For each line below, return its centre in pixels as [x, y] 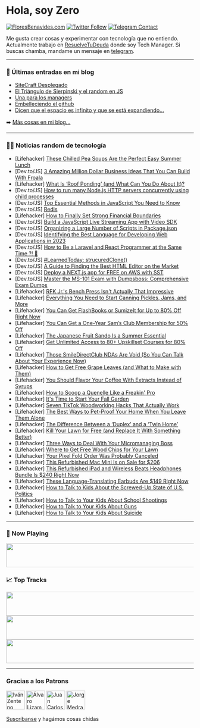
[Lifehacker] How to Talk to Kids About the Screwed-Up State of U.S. [99, 487]
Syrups [24, 386]
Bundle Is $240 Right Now [47, 474]
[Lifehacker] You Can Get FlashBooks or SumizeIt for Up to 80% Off [98, 310]
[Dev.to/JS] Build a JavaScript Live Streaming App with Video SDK [96, 221]
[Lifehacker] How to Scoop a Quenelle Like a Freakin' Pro [85, 392]
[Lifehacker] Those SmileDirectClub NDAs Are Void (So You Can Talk [99, 354]
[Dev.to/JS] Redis [36, 209]
